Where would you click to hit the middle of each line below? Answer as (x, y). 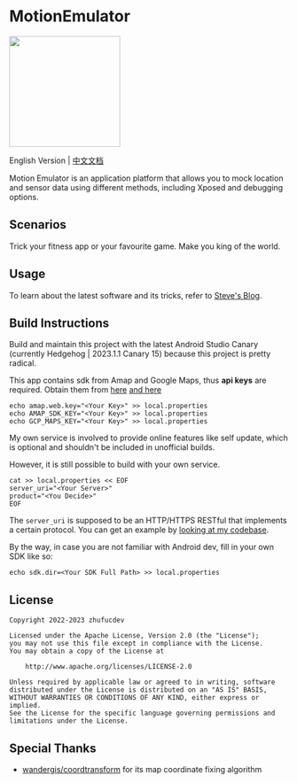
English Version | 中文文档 (57, 160)
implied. (25, 706)
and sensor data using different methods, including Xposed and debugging (146, 187)
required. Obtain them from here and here (86, 390)
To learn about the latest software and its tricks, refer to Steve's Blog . (136, 295)
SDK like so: (31, 556)
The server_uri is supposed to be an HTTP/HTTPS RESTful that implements (148, 521)
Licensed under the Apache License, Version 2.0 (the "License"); (134, 636)
